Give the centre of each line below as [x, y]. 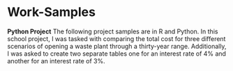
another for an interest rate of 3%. [57, 61]
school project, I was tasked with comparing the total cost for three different [116, 38]
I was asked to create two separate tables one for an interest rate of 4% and [117, 54]
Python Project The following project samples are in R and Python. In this [113, 31]
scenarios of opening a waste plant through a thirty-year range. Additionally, [117, 46]
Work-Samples [52, 12]
